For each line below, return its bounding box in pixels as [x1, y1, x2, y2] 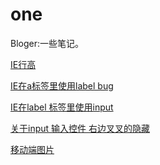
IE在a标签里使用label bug [10, 79, 114, 92]
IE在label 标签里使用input [10, 101, 114, 113]
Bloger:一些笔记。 [10, 37, 84, 49]
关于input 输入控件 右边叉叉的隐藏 [10, 122, 150, 134]
